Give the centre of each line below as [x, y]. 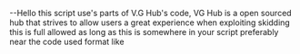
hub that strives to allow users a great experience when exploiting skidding [150, 22]
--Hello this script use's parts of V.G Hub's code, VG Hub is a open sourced [151, 13]
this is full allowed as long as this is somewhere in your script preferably [144, 32]
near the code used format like [67, 41]
